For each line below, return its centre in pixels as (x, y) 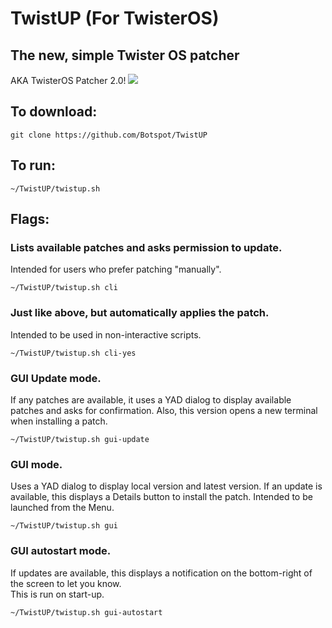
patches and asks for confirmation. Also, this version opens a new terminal (164, 410)
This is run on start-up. (57, 594)
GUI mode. (36, 464)
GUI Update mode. (56, 378)
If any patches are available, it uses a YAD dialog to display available (151, 399)
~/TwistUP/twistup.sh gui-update (80, 439)
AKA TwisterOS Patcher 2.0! (68, 80)
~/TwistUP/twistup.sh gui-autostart (86, 612)
